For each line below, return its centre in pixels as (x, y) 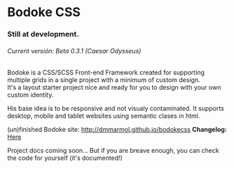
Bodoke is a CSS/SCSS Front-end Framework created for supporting (106, 73)
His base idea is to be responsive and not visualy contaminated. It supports (116, 109)
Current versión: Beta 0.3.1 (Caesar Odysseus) (74, 50)
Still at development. (43, 34)
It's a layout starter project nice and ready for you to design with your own (114, 88)
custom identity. (30, 95)
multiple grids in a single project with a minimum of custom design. (104, 80)
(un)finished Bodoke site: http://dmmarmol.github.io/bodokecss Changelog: (117, 130)
